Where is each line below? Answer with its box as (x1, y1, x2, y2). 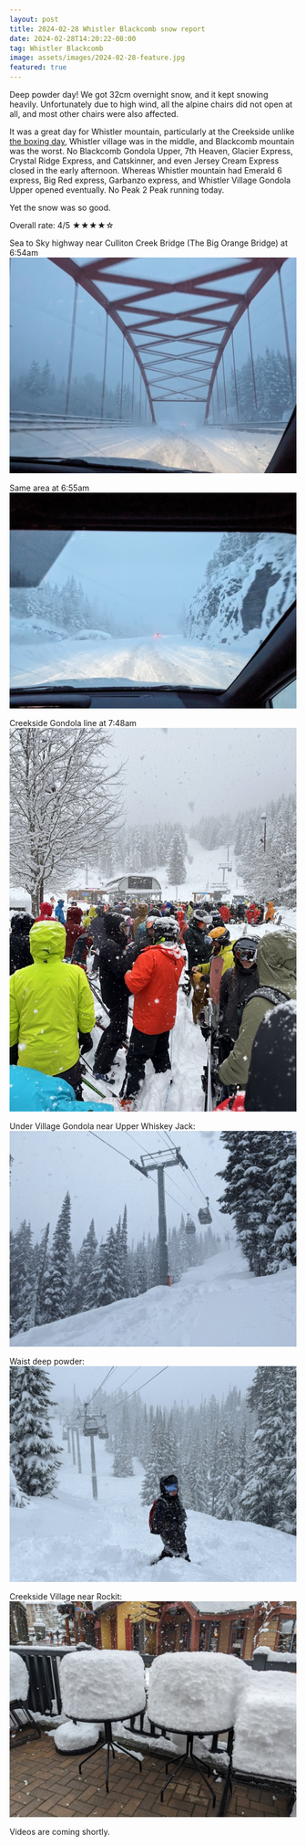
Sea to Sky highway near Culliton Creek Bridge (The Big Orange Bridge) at (9, 237, 289, 248)
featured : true (9, 63, 67, 72)
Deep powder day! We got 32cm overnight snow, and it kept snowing (9, 90, 269, 100)
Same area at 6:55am (9, 482, 90, 493)
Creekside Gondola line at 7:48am (9, 718, 137, 728)
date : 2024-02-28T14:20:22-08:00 (9, 34, 137, 43)
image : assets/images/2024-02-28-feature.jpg (9, 53, 185, 63)
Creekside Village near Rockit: (9, 1591, 123, 1602)
